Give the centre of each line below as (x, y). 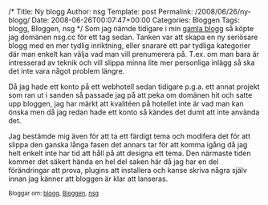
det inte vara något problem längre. (67, 71)
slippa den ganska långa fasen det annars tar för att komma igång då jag (128, 145)
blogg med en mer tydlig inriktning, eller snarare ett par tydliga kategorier (130, 46)
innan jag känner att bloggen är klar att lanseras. (88, 179)
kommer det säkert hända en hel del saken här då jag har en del (114, 162)
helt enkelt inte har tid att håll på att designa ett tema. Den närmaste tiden (130, 153)
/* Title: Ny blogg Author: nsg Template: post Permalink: (101, 12)
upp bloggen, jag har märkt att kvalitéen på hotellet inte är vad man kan (126, 104)
